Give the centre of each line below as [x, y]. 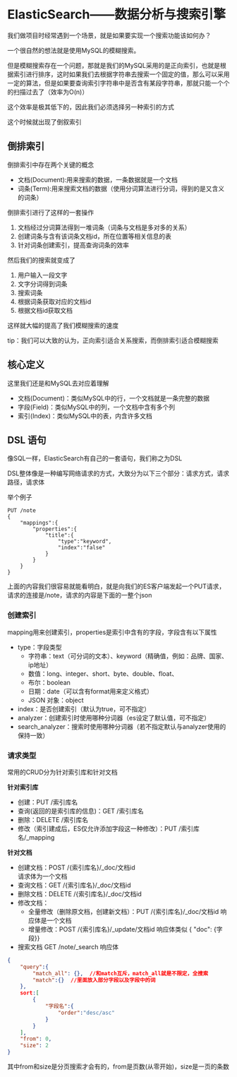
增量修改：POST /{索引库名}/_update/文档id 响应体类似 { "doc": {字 [125, 929]
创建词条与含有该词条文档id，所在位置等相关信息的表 [94, 236]
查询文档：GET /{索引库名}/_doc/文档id [74, 885]
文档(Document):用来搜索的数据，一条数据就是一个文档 [98, 179]
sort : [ [30, 993]
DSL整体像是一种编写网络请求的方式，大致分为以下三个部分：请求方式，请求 [118, 473]
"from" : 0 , [36, 1039]
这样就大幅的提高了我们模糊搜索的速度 [63, 325]
